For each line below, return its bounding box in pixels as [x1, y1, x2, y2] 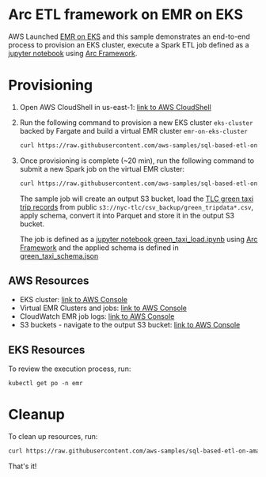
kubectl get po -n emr [8, 380, 83, 388]
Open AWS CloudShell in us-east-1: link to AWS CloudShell [19, 102, 211, 112]
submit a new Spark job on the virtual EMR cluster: [19, 164, 184, 173]
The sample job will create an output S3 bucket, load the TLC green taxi [19, 194, 254, 203]
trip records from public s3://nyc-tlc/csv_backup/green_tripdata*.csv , [19, 202, 254, 211]
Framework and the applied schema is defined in [19, 243, 180, 252]
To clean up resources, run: [8, 432, 98, 441]
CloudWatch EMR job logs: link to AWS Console [19, 312, 175, 321]
